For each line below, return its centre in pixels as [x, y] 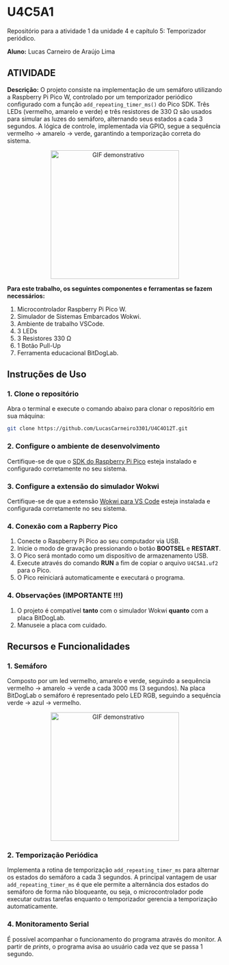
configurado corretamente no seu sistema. [67, 468]
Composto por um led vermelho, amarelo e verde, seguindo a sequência [109, 681]
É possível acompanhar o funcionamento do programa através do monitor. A [114, 939]
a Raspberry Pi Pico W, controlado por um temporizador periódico [100, 97]
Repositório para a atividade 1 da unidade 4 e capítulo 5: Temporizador [107, 31]
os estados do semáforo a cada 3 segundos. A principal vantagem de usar [112, 877]
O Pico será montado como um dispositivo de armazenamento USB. [112, 556]
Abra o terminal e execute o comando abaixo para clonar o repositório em [111, 409]
